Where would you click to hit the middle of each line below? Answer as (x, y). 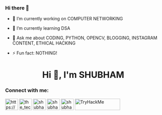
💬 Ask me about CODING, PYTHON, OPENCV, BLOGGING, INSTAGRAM (85, 38)
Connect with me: (27, 90)
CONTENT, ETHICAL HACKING (44, 43)
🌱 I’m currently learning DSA (41, 28)
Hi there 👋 (17, 8)
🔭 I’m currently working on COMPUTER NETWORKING (67, 19)
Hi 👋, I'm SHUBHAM (83, 75)
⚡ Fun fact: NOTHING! (35, 53)
